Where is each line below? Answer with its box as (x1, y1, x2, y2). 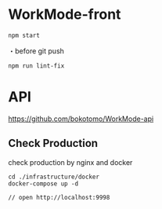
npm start (8, 31, 41, 39)
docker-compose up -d (8, 179, 79, 188)
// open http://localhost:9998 (8, 193, 110, 201)
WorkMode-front (8, 5, 121, 24)
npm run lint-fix (8, 61, 65, 70)
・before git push (8, 46, 65, 56)
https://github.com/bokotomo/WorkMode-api (8, 114, 154, 123)
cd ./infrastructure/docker (8, 173, 100, 181)
